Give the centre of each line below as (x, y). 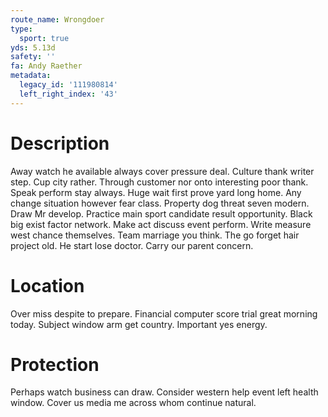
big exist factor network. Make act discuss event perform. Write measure (161, 224)
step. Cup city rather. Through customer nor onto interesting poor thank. (159, 182)
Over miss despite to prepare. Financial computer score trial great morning (164, 313)
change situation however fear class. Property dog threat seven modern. (160, 203)
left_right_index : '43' (68, 94)
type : (21, 29)
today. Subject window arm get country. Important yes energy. (139, 324)
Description (60, 143)
